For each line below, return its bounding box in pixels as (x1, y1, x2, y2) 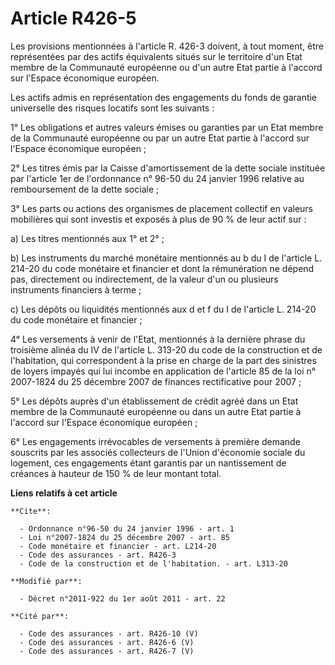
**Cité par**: (10, 611, 70, 621)
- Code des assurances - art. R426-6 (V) (19, 637, 195, 647)
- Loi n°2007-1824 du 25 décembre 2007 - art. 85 (19, 532, 230, 542)
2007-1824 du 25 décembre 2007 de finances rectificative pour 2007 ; (10, 375, 302, 387)
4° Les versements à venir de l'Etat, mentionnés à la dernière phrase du (10, 333, 306, 345)
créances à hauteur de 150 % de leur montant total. (10, 467, 222, 479)
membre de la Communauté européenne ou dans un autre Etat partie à (10, 405, 302, 417)
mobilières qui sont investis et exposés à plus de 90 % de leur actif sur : (10, 213, 307, 225)
